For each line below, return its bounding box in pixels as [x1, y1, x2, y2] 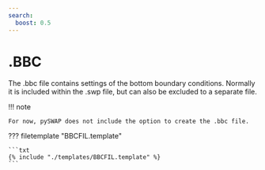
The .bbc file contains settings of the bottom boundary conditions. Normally [8, 79, 256, 88]
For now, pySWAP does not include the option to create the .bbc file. [8, 117, 249, 126]
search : [8, 11, 34, 20]
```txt [8, 146, 30, 154]
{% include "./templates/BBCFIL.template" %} [8, 153, 161, 161]
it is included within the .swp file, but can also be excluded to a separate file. [8, 87, 257, 97]
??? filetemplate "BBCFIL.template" [8, 131, 123, 141]
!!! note [8, 102, 32, 112]
